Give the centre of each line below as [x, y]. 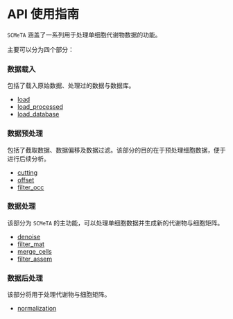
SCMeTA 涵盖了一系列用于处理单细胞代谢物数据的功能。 [84, 35]
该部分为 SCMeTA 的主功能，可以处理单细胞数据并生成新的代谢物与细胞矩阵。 [115, 223]
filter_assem [35, 259]
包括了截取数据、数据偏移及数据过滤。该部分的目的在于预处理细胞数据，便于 [116, 150]
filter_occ [31, 187]
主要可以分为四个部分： [41, 49]
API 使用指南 [43, 14]
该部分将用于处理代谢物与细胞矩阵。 [59, 295]
